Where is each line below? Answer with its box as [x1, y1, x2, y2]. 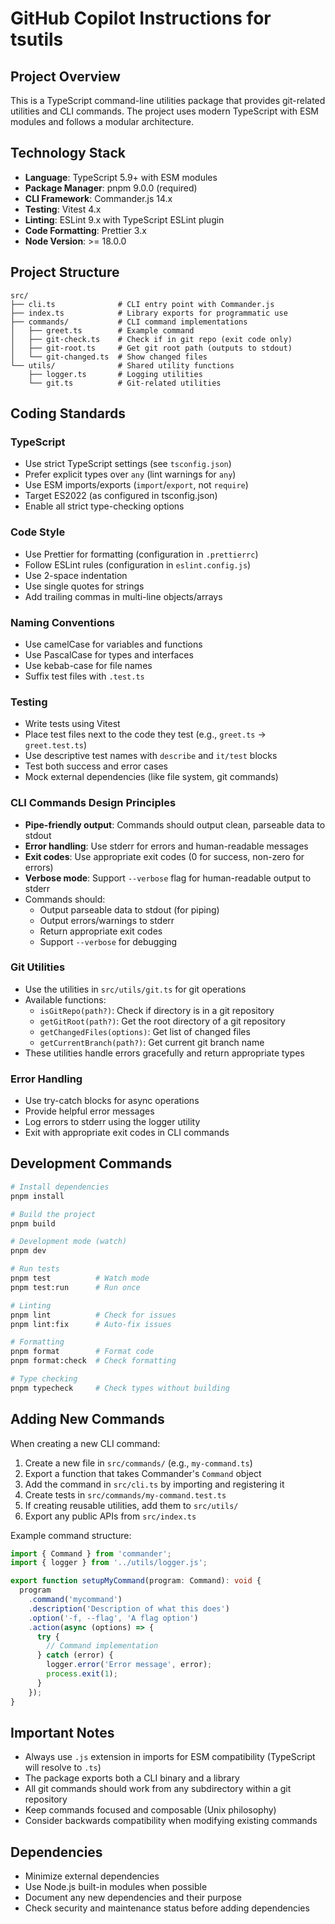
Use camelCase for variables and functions [24, 638, 203, 650]
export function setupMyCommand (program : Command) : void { [10, 1576, 262, 1586]
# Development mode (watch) [10, 1237, 128, 1247]
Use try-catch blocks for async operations [24, 1095, 200, 1107]
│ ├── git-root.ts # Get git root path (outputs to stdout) [10, 343, 293, 353]
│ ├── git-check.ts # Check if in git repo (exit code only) [10, 334, 293, 344]
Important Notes [10, 1724, 115, 1741]
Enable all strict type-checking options [24, 500, 185, 512]
